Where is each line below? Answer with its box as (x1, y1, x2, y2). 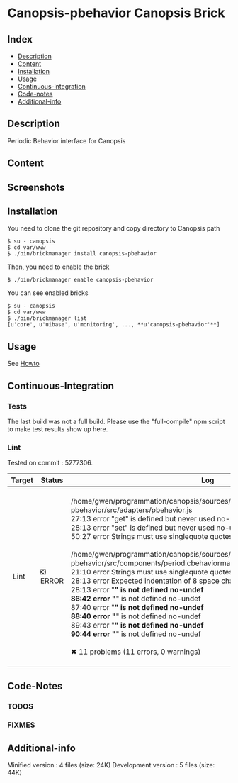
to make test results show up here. (7, 424, 108, 433)
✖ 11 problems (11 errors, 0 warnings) (70, 647, 201, 657)
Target (11, 475, 34, 485)
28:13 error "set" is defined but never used (70, 523, 215, 533)
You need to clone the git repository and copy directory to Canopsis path (7, 224, 220, 233)
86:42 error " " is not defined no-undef (70, 594, 202, 604)
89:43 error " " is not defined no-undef (70, 621, 204, 631)
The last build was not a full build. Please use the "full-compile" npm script (7, 417, 225, 426)
